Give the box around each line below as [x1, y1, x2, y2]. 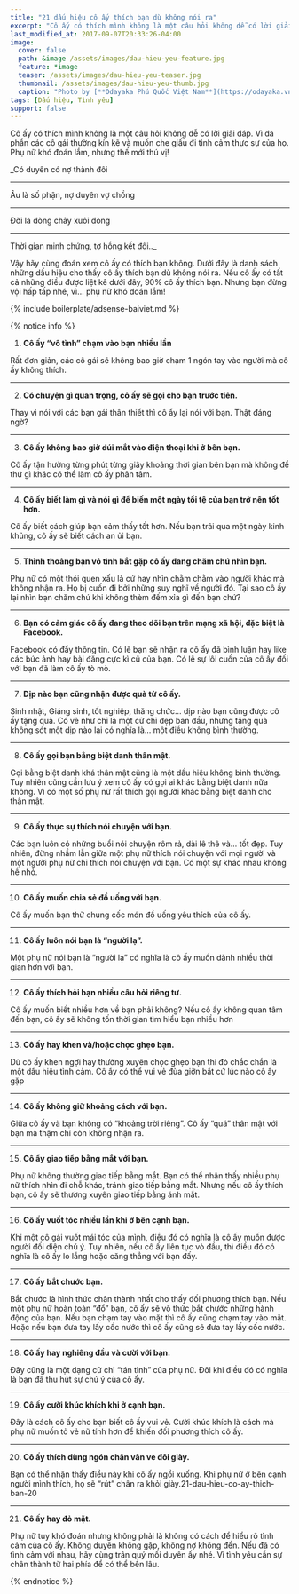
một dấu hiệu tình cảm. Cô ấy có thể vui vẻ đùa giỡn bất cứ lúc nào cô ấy [10, 1067, 277, 1077]
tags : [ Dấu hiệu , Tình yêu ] [10, 95, 114, 105]
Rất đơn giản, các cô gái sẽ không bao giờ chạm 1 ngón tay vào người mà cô [10, 355, 289, 366]
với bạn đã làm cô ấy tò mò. [10, 663, 112, 674]
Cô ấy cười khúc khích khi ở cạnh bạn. [22, 1400, 166, 1410]
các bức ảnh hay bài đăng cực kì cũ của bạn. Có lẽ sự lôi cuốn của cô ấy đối [10, 654, 289, 664]
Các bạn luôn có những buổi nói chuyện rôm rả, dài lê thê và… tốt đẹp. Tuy [10, 838, 283, 849]
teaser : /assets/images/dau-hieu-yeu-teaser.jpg [18, 71, 201, 80]
